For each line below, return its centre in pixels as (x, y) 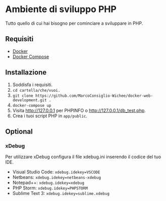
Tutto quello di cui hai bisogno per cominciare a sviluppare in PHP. (74, 23)
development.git (30, 100)
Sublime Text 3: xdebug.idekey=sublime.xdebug (61, 193)
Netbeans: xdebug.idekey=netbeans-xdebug (57, 177)
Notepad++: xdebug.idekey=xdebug (48, 183)
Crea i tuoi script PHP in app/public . (50, 116)
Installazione (26, 72)
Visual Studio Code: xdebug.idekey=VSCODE (56, 172)
